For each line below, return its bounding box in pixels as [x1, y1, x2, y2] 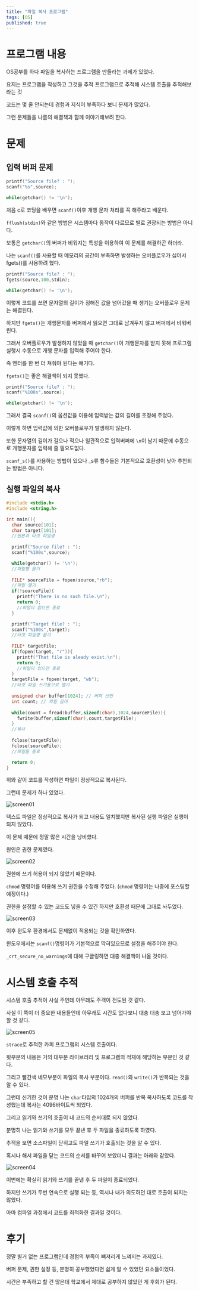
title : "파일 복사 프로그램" [6, 8, 68, 15]
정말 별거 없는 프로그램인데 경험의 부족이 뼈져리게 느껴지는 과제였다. [6, 1253, 163, 1260]
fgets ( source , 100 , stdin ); [6, 277, 70, 283]
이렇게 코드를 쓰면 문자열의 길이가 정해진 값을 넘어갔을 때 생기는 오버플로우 [6, 299, 179, 306]
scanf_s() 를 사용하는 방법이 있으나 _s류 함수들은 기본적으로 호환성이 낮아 [6, 457, 176, 465]
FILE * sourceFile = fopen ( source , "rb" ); [11, 577, 113, 583]
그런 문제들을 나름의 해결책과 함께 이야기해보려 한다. [6, 114, 127, 121]
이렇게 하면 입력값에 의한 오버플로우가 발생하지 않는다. [6, 425, 132, 432]
